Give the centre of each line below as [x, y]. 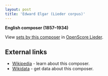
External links [26, 52]
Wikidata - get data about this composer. [53, 69]
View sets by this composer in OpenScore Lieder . [54, 37]
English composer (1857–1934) [37, 27]
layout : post [18, 9]
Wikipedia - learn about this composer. [51, 63]
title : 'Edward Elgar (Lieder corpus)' [45, 14]
